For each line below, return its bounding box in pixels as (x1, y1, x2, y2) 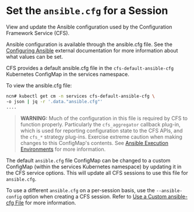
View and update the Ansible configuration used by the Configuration (6, 23, 172, 30)
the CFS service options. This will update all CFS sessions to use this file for (6, 169, 188, 176)
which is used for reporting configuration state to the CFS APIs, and (20, 127, 183, 134)
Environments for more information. (20, 146, 106, 153)
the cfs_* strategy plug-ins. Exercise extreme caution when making (20, 133, 182, 140)
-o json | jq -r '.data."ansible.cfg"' (6, 98, 103, 104)
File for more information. (15, 199, 76, 206)
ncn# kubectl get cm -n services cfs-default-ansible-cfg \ (6, 93, 156, 99)
